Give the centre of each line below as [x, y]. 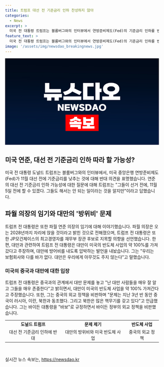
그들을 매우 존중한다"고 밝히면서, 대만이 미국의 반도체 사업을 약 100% [76, 289]
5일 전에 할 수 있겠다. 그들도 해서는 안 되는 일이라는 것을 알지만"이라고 [72, 191]
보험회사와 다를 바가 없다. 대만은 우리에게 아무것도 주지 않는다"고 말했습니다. [78, 257]
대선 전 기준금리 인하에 [31, 332]
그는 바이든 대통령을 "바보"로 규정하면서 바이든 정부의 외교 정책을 [81, 307]
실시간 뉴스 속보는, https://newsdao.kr [42, 359]
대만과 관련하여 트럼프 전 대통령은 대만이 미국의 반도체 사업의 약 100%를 [80, 245]
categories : [17, 15]
